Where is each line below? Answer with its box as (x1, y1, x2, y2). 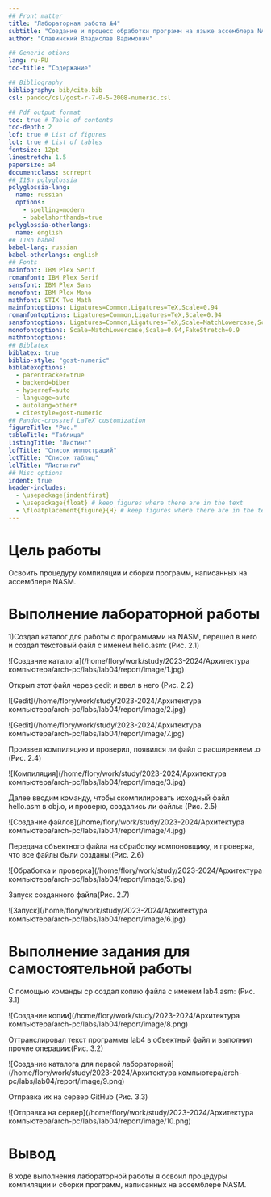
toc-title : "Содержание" (8, 64, 92, 73)
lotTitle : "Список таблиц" (8, 453, 99, 462)
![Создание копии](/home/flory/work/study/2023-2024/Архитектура (8, 1010, 240, 1020)
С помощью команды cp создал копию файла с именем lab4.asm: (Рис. (8, 986, 256, 996)
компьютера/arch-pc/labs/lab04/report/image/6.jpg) (8, 914, 186, 924)
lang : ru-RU (8, 57, 48, 65)
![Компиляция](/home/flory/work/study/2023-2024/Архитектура (8, 769, 227, 778)
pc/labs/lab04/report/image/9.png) (8, 1076, 125, 1085)
